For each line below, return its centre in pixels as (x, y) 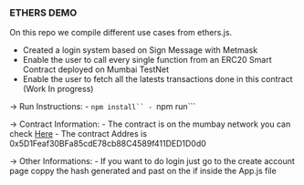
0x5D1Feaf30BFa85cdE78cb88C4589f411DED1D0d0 (108, 144)
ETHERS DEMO (43, 13)
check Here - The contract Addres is (79, 134)
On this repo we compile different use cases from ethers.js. (121, 33)
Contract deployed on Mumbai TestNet (96, 69)
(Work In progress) (58, 89)
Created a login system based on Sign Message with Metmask (140, 50)
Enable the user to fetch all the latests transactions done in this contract (157, 79)
